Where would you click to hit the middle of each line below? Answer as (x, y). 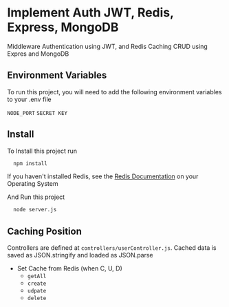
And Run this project (36, 197)
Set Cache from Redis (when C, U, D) (69, 268)
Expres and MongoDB (38, 54)
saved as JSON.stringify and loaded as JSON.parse (80, 255)
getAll (37, 277)
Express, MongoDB (63, 27)
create (37, 284)
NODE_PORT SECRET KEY (37, 113)
